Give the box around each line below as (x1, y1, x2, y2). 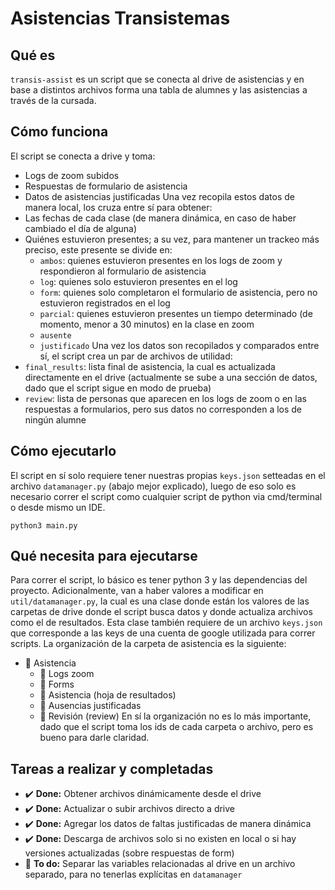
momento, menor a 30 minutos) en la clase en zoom (39, 318, 255, 330)
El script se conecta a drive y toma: (10, 150, 156, 162)
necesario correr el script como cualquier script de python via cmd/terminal (10, 490, 323, 502)
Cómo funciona (10, 123, 109, 141)
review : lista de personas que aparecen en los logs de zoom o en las (24, 392, 307, 404)
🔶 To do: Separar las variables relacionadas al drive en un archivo (24, 858, 296, 870)
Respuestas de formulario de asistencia (24, 180, 188, 192)
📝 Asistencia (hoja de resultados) (39, 689, 177, 701)
